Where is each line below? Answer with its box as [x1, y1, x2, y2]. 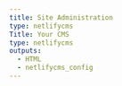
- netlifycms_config [17, 64, 94, 73]
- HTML [17, 55, 42, 64]
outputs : [9, 47, 42, 56]
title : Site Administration [9, 13, 114, 22]
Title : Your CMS [9, 30, 69, 39]
